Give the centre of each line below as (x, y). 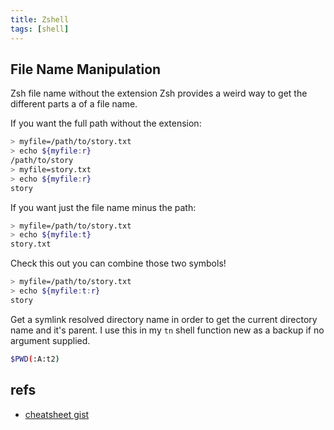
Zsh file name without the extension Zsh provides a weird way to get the (159, 93)
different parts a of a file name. (74, 104)
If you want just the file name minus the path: (103, 207)
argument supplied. (50, 340)
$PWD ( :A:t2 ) (35, 359)
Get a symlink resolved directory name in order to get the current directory (164, 319)
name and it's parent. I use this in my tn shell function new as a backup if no (167, 330)
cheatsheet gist (57, 414)
